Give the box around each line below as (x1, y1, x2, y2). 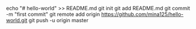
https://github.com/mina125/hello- (101, 11, 184, 18)
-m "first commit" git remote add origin (6, 11, 100, 18)
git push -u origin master (28, 17, 89, 23)
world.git (6, 17, 28, 23)
